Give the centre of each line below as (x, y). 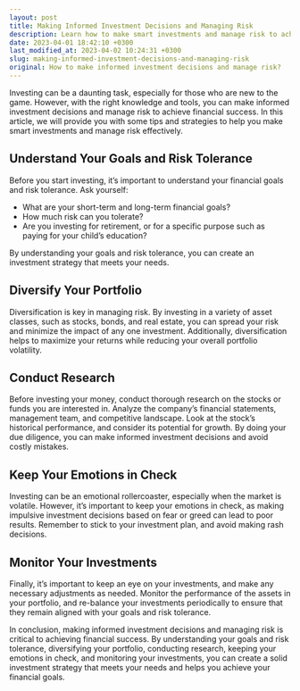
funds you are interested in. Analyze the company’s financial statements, (143, 409)
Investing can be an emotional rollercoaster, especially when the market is (146, 496)
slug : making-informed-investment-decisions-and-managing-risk (129, 59)
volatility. (26, 350)
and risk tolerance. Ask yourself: (69, 189)
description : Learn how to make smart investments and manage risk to (143, 34)
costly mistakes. (39, 446)
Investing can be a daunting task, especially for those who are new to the (144, 92)
